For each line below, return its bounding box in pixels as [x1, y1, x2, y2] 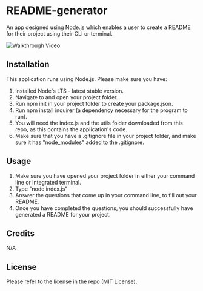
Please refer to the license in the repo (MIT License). [6, 278, 138, 285]
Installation [6, 59, 50, 70]
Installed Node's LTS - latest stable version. [15, 87, 124, 94]
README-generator [6, 4, 108, 18]
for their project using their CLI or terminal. [6, 30, 113, 37]
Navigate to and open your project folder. [15, 93, 118, 100]
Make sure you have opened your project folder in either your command [15, 172, 195, 179]
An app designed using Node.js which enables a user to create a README [6, 24, 191, 31]
